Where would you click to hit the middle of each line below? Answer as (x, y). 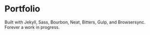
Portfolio (22, 9)
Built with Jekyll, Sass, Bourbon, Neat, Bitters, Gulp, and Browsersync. (75, 22)
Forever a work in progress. (32, 27)
